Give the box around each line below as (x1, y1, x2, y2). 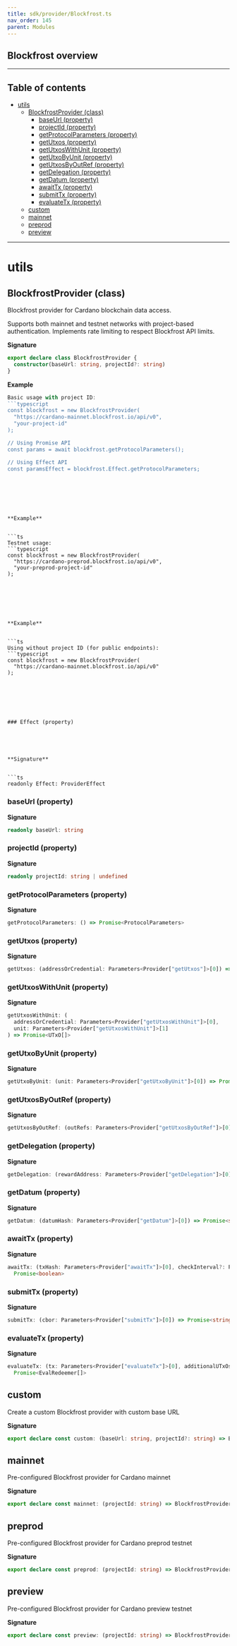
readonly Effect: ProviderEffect (7, 780, 106, 787)
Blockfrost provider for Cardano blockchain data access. (7, 306, 171, 314)
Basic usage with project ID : (7, 394, 97, 401)
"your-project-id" (13, 420, 68, 428)
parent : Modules (7, 23, 55, 30)
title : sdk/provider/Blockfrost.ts (7, 10, 112, 18)
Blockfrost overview (7, 49, 99, 61)
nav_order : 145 (7, 17, 52, 24)
